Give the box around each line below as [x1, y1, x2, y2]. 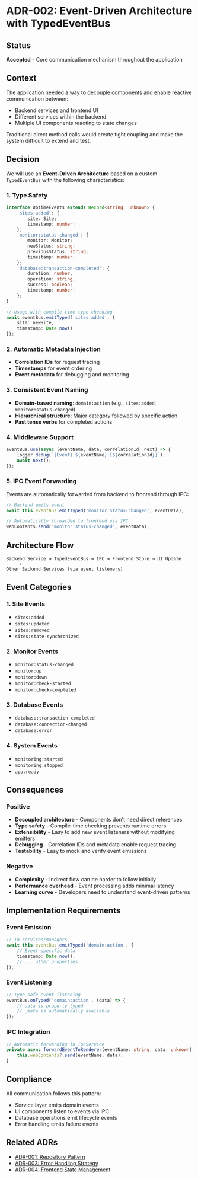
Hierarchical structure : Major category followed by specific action [14, 412, 178, 419]
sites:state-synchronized [14, 633, 79, 640]
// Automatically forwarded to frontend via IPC [6, 518, 129, 524]
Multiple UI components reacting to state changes [14, 119, 138, 126]
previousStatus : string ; [27, 248, 89, 254]
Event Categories [6, 582, 72, 592]
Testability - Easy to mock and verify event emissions [14, 848, 147, 855]
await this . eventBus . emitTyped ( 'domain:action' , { [6, 942, 134, 948]
